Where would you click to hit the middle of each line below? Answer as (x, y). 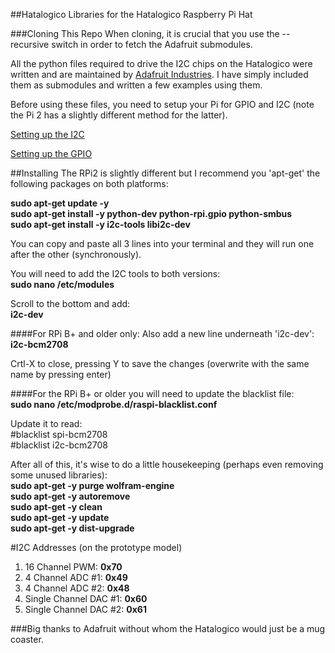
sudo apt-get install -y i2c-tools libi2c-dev (100, 224)
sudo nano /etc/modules (62, 284)
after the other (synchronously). (76, 254)
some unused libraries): (59, 475)
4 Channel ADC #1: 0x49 (76, 577)
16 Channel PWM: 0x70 (73, 567)
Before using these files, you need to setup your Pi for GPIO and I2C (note (162, 104)
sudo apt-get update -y (60, 203)
